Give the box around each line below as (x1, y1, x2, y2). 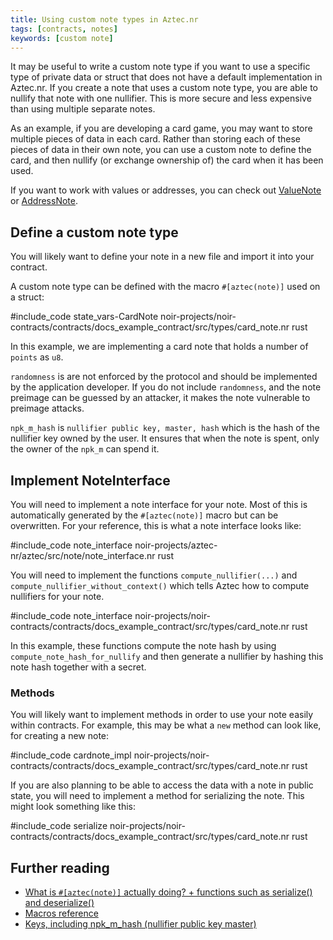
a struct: (10, 291, 45, 303)
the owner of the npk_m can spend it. (10, 443, 160, 455)
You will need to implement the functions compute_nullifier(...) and (10, 569, 298, 581)
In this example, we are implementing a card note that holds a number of (10, 341, 309, 353)
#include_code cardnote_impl (10, 749, 132, 761)
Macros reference (24, 907, 99, 920)
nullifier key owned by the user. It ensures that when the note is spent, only (10, 432, 320, 445)
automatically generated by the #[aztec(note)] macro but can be (10, 509, 279, 521)
